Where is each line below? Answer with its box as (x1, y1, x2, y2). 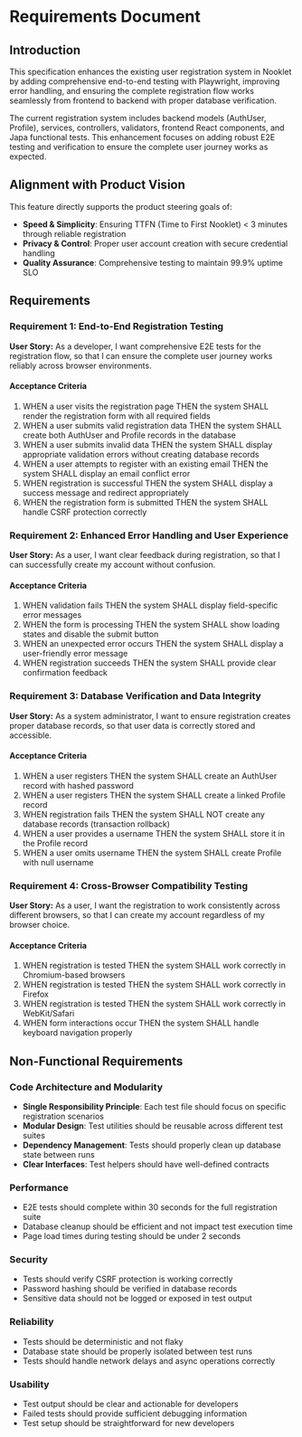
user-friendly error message (22, 648, 128, 659)
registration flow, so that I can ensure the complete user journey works (9, 350, 273, 361)
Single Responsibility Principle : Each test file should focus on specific (22, 1101, 287, 1111)
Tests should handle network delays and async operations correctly (22, 1355, 276, 1366)
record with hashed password (22, 780, 134, 790)
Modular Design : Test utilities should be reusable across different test (22, 1120, 283, 1131)
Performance (9, 1181, 70, 1194)
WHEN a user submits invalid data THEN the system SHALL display (22, 439, 273, 449)
